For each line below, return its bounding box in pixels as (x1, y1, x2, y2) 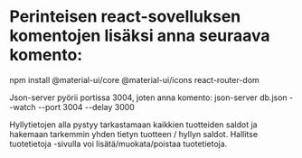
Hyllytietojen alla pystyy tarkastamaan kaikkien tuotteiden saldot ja (9, 119, 258, 130)
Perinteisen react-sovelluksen (9, 6, 241, 27)
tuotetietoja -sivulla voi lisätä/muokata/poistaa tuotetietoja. (9, 138, 228, 149)
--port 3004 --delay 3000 (37, 101, 136, 112)
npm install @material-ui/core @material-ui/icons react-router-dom (9, 74, 260, 85)
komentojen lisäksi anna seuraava (9, 25, 270, 46)
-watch (9, 101, 36, 112)
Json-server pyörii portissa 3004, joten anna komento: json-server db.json (9, 92, 288, 103)
